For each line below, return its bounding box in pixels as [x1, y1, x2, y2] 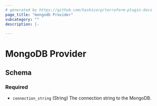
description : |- [5, 21, 39, 27]
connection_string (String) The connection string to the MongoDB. [12, 95, 151, 101]
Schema [5, 68, 32, 77]
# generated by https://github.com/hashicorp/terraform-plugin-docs [5, 7, 152, 13]
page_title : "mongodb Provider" [5, 12, 73, 17]
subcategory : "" [5, 17, 39, 22]
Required [5, 83, 28, 90]
